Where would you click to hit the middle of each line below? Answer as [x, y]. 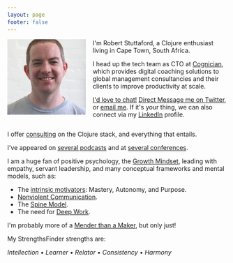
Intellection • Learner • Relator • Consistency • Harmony [90, 252]
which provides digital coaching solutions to [156, 71]
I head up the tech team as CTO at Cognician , [158, 63]
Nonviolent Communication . [57, 197]
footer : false [28, 22]
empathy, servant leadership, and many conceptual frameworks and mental [116, 168]
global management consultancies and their [156, 78]
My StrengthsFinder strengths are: [57, 239]
